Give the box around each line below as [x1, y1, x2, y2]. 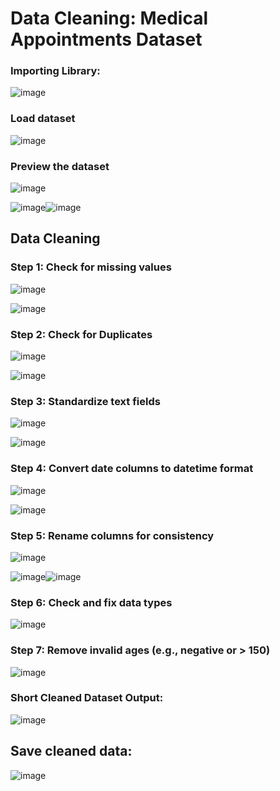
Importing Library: [10, 64, 101, 78]
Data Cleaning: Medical [10, 7, 208, 30]
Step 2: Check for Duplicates [10, 327, 153, 341]
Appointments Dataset [10, 28, 203, 51]
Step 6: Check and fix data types [10, 595, 173, 609]
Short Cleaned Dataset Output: [10, 691, 164, 705]
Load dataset [10, 112, 76, 126]
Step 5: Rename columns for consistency [10, 528, 215, 542]
